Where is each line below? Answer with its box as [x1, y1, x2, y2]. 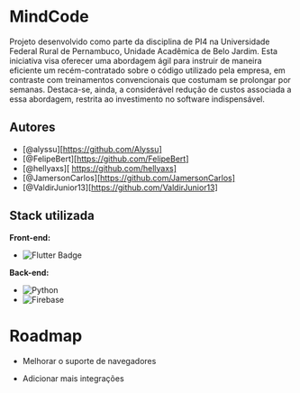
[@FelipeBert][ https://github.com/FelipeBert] [22, 153, 189, 164]
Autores [9, 120, 56, 135]
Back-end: [9, 267, 50, 278]
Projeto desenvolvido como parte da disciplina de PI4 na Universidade [9, 36, 270, 47]
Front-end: [9, 232, 51, 242]
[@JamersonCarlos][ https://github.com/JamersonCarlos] [22, 172, 236, 183]
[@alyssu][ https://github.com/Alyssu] [22, 143, 162, 154]
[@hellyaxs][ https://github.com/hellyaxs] [22, 162, 177, 173]
